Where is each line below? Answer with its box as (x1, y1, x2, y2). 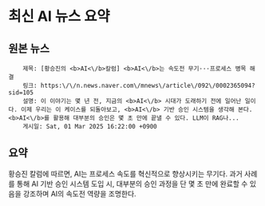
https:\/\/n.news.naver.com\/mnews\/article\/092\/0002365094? (40, 81, 255, 89)
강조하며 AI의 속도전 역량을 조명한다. (22, 188, 137, 198)
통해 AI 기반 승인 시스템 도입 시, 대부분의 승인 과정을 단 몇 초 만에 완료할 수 (16, 179, 248, 188)
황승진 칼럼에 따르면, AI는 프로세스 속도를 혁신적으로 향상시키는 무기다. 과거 (8, 168, 243, 178)
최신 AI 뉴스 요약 (8, 7, 110, 26)
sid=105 (8, 89, 34, 97)
